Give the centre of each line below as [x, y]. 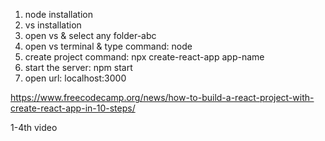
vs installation [53, 25]
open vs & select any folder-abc [90, 35]
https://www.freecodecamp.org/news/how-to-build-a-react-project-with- [162, 97]
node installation [58, 14]
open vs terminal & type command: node [108, 46]
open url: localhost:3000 [75, 78]
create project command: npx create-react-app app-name [144, 57]
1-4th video [34, 127]
